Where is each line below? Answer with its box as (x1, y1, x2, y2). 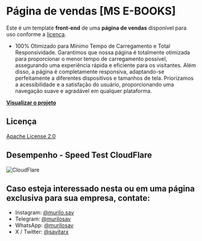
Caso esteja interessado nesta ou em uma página (6, 183, 195, 194)
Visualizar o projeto (6, 98, 57, 106)
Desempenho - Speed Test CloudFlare (6, 150, 153, 161)
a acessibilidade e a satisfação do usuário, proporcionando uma (14, 80, 174, 88)
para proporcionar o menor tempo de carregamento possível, (14, 55, 168, 62)
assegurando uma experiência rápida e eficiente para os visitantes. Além (14, 62, 197, 69)
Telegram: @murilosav (14, 216, 71, 223)
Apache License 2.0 (6, 132, 56, 140)
